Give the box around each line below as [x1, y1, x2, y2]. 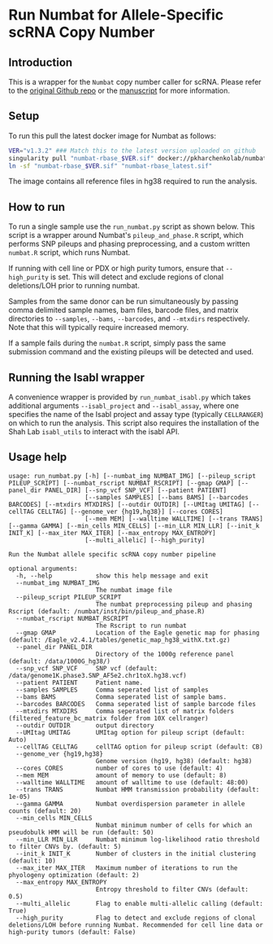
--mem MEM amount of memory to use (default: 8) [15, 771, 227, 779]
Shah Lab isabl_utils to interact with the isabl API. [8, 427, 180, 437]
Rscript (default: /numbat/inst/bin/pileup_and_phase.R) [8, 607, 206, 616]
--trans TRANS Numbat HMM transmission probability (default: [15, 785, 260, 793]
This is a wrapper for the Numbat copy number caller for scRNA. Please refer [8, 77, 262, 86]
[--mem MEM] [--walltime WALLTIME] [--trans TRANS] [84, 515, 264, 523]
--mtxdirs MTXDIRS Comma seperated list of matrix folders [15, 707, 234, 715]
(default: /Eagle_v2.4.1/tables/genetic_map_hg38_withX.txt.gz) [8, 635, 231, 644]
